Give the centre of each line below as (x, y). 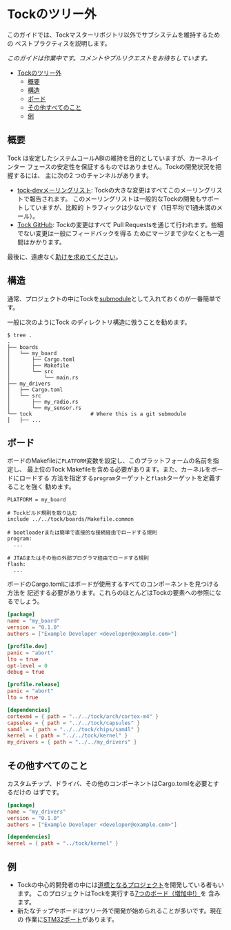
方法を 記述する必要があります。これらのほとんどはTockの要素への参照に (111, 593)
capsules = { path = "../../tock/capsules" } (73, 723)
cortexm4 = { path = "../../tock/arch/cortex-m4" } (83, 716)
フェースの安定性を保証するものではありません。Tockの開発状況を (121, 166)
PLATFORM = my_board (37, 500)
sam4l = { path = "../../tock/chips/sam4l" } (73, 729)
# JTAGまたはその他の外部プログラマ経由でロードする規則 (78, 558)
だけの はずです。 (38, 792)
